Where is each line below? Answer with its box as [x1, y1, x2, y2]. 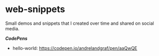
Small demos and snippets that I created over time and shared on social [5, 20, 154, 26]
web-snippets [5, 4, 66, 15]
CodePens [5, 35, 28, 41]
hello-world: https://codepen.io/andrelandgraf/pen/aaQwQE [12, 45, 137, 51]
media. [5, 25, 20, 31]
